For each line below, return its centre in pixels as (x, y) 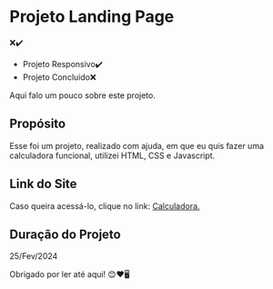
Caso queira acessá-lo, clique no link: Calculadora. (105, 205)
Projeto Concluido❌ (60, 77)
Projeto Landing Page (92, 17)
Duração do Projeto (65, 234)
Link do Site (43, 184)
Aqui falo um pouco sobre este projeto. (83, 95)
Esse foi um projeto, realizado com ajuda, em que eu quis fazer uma (137, 145)
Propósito (38, 124)
